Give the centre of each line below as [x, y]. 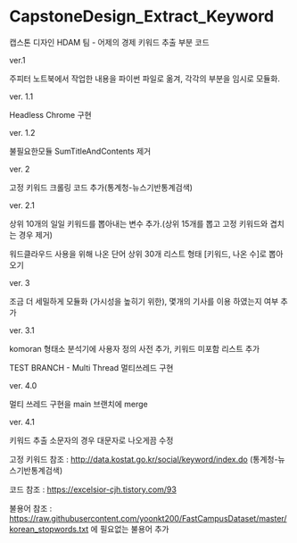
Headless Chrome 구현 [50, 114]
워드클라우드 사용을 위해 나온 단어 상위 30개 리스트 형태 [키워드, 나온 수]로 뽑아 [146, 254]
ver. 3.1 [22, 330]
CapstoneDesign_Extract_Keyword [142, 17]
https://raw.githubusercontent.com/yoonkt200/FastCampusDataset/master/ [148, 518]
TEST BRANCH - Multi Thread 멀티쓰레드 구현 [91, 367]
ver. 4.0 [23, 385]
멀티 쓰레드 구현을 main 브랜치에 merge [79, 404]
